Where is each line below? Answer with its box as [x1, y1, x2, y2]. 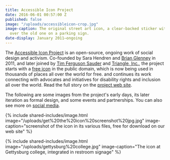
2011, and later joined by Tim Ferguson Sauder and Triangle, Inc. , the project [5, 60, 164, 66]
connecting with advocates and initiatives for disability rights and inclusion [5, 76, 161, 83]
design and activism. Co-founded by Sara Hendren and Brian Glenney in [5, 55, 156, 61]
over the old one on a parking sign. [10, 31, 90, 36]
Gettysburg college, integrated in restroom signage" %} [5, 149, 121, 155]
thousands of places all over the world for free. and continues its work [5, 71, 152, 77]
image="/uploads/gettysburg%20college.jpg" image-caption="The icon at [5, 143, 161, 149]
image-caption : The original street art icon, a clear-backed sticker [5, 26, 157, 31]
